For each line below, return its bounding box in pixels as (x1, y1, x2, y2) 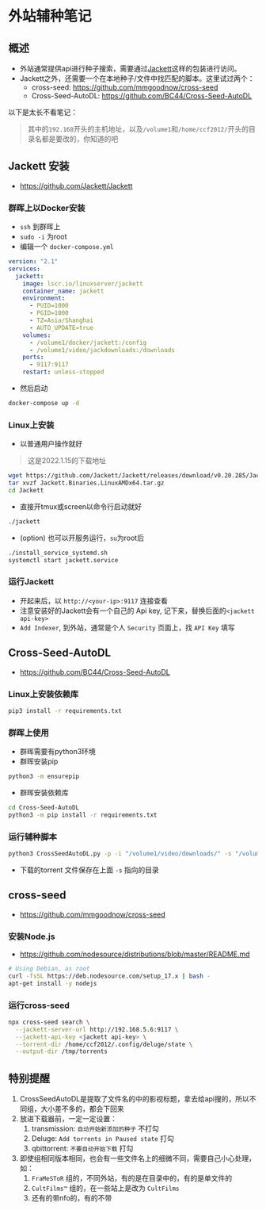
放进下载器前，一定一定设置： (19, 1114, 117, 1124)
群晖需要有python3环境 (19, 747, 97, 756)
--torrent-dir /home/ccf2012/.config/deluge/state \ (15, 1040, 193, 1048)
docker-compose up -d (8, 400, 80, 408)
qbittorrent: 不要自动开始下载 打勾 (31, 1143, 134, 1154)
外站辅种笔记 (8, 7, 93, 25)
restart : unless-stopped (22, 368, 104, 377)
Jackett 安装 (8, 159, 70, 173)
